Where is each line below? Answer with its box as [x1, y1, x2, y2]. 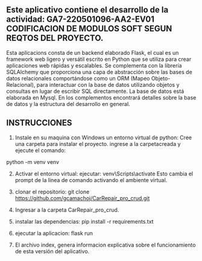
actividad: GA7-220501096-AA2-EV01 [6, 14, 155, 25]
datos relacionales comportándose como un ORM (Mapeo [6, 75, 150, 82]
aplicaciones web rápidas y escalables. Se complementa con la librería [6, 61, 182, 69]
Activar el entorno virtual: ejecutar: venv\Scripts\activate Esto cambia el [14, 170, 194, 177]
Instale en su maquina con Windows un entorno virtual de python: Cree [14, 134, 192, 141]
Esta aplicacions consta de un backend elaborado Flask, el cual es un [6, 49, 179, 56]
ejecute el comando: [14, 146, 66, 154]
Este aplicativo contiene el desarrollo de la [6, 5, 169, 15]
